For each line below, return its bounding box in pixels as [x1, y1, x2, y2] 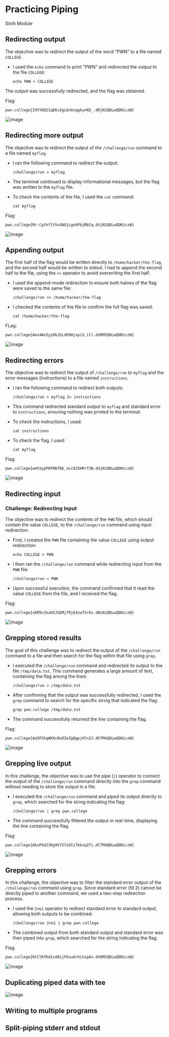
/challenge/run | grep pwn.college [12, 808, 88, 814]
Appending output [5, 246, 64, 254]
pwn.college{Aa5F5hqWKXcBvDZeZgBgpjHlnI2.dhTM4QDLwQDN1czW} [5, 736, 135, 741]
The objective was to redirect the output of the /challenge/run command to [5, 145, 162, 151]
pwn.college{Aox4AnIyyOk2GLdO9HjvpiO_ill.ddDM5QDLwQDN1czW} [5, 332, 135, 338]
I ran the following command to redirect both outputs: [12, 385, 124, 391]
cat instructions [12, 429, 49, 434]
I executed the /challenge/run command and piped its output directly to [12, 793, 162, 800]
